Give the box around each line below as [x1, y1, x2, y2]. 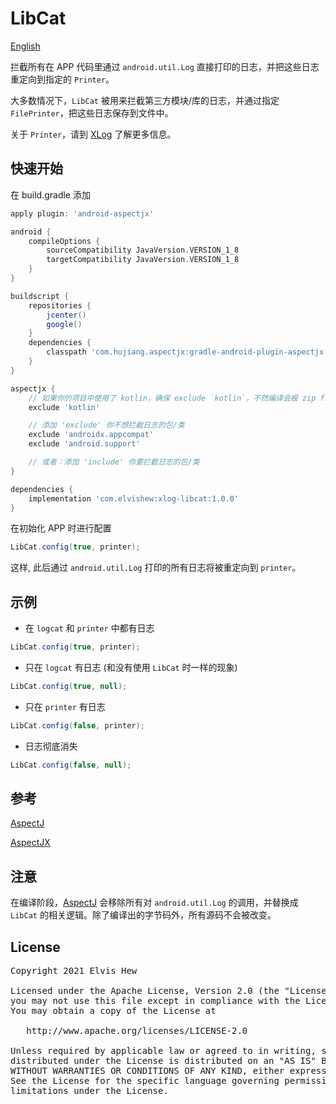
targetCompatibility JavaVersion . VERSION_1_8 [46, 255, 240, 265]
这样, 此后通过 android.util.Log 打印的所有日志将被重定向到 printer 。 [10, 562, 302, 574]
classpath [46, 347, 87, 357]
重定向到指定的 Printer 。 [10, 73, 115, 85]
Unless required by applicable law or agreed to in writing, [10, 1045, 317, 1056]
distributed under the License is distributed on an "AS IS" [10, 1055, 317, 1066]
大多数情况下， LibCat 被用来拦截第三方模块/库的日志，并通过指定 [10, 94, 280, 106]
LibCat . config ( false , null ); [10, 760, 132, 770]
